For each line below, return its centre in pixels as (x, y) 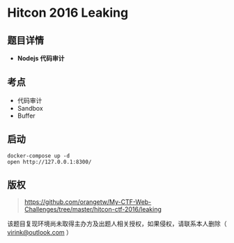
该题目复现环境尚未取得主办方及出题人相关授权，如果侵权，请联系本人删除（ (117, 224)
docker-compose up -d (39, 156)
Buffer (26, 116)
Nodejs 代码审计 (41, 58)
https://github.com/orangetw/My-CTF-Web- (88, 202)
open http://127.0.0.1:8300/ (49, 162)
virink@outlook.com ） (40, 233)
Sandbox (30, 108)
